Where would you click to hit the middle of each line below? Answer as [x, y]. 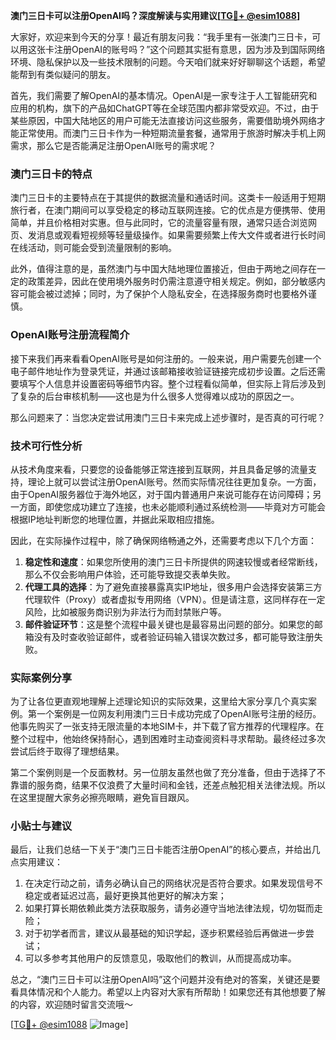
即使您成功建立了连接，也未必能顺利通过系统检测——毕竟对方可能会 [185, 506]
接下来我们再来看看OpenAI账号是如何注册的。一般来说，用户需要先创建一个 [166, 358]
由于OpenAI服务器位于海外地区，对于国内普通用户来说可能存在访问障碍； [161, 494]
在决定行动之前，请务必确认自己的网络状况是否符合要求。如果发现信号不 [173, 883]
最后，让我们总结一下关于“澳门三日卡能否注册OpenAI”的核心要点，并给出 [161, 850]
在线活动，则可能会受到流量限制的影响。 [93, 248]
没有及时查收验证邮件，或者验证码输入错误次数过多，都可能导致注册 [174, 636]
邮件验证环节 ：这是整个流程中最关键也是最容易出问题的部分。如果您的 [169, 624]
